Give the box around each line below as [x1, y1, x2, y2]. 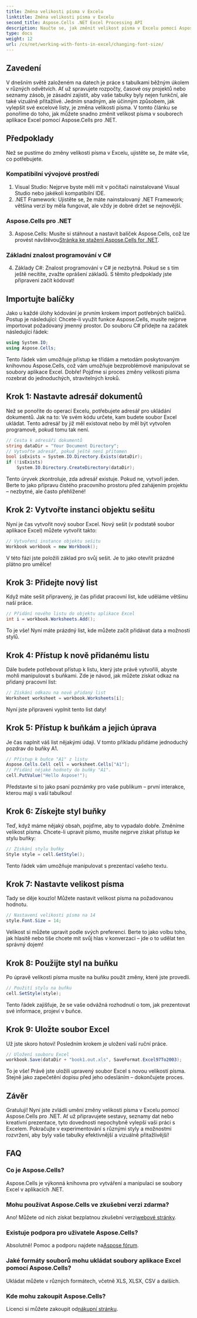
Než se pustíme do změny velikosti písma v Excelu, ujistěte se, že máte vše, [6, 149, 189, 156]
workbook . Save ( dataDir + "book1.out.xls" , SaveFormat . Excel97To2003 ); [6, 1057, 182, 1063]
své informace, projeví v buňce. [6, 1007, 83, 1014]
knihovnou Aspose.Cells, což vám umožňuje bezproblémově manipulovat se [6, 362, 190, 369]
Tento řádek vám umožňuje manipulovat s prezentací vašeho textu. [6, 862, 168, 869]
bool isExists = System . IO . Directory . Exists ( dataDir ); [6, 454, 143, 460]
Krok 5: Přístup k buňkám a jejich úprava [6, 723, 157, 733]
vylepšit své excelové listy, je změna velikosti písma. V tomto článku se [6, 104, 178, 111]
